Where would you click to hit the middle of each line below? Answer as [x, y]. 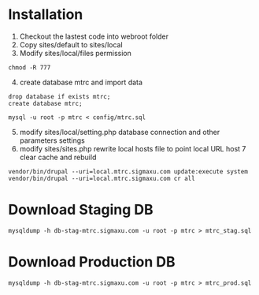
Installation [46, 15]
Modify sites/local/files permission [75, 53]
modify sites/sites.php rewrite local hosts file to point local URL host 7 [133, 148]
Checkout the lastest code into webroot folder [94, 36]
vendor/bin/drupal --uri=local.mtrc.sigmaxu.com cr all [102, 178]
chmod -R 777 [30, 67]
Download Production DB [92, 262]
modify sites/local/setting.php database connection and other [120, 132]
